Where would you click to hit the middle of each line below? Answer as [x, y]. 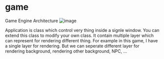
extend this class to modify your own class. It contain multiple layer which [80, 35]
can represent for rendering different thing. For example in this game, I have [82, 40]
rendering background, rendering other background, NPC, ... [66, 51]
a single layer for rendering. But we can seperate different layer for [72, 46]
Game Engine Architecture [32, 21]
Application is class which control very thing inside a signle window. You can [82, 30]
